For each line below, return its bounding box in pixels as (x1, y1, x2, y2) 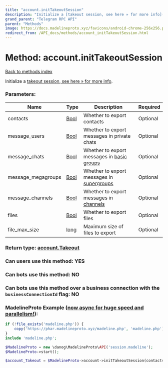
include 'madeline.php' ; (5, 336, 57, 341)
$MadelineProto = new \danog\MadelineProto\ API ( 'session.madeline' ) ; (5, 345, 153, 350)
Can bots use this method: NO (5, 271, 80, 278)
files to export (83, 229, 116, 236)
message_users (7, 133, 45, 140)
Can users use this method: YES (5, 258, 85, 265)
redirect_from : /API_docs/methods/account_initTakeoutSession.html (5, 30, 149, 35)
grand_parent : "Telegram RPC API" (5, 16, 77, 21)
